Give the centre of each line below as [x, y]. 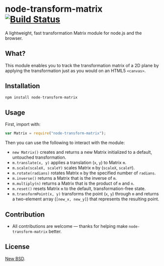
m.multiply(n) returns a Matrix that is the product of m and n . [73, 183]
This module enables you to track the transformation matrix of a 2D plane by [82, 65]
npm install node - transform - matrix [41, 97]
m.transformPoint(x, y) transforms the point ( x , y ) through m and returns [85, 194]
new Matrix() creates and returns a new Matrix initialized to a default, [82, 152]
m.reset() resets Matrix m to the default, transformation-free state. [79, 189]
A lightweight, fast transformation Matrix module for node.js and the [73, 33]
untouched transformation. [39, 157]
